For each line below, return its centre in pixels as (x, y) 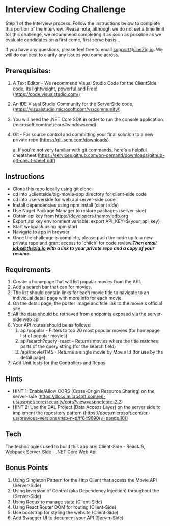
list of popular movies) (44, 336)
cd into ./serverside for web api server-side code (64, 199)
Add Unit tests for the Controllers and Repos (59, 363)
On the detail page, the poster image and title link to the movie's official (87, 303)
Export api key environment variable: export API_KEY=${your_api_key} (86, 221)
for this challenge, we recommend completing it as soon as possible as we (83, 34)
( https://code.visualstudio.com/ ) (46, 94)
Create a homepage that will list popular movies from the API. (77, 282)
